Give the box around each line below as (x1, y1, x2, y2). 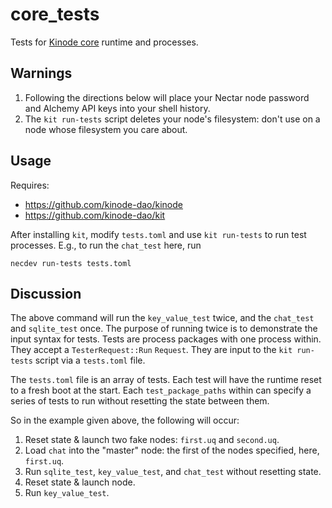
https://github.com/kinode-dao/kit (24, 209, 166, 221)
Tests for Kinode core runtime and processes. (10, 36, 199, 48)
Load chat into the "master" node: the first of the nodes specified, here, (24, 444, 320, 457)
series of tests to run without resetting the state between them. (10, 395, 270, 407)
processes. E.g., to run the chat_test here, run (10, 239, 202, 251)
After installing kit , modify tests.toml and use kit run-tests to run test (10, 228, 307, 240)
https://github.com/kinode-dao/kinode (24, 198, 184, 210)
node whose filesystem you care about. (24, 123, 188, 135)
